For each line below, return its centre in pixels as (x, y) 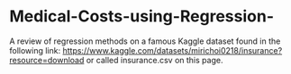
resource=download (47, 60)
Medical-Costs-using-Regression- (142, 16)
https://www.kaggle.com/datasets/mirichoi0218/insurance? (173, 50)
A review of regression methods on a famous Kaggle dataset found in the (145, 41)
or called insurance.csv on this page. (155, 60)
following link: (35, 50)
